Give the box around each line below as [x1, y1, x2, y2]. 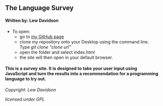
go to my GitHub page [19, 34, 65, 40]
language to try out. [5, 76, 47, 82]
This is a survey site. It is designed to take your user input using [5, 65, 138, 71]
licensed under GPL [5, 96, 45, 102]
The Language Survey [5, 4, 74, 12]
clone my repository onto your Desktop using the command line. [19, 39, 149, 44]
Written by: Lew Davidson [5, 17, 59, 23]
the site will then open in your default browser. [19, 54, 114, 60]
